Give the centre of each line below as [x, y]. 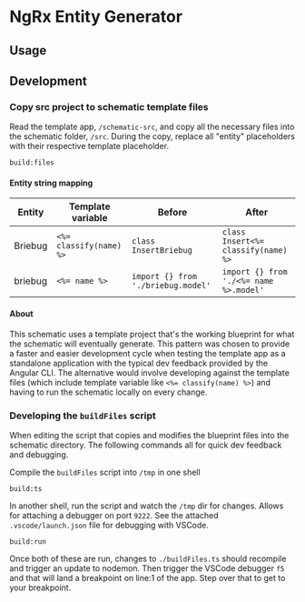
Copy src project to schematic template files [109, 106]
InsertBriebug [162, 251]
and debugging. [39, 454]
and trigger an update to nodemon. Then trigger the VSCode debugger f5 [147, 568]
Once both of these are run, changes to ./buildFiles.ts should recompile [148, 558]
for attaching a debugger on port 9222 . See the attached [114, 515]
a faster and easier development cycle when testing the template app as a [148, 353]
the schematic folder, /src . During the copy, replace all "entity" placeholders [152, 136]
